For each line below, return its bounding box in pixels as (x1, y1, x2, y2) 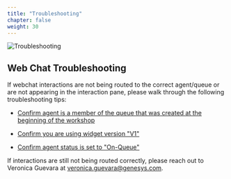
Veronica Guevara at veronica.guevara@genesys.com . (7, 164, 164, 172)
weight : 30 (7, 23, 39, 30)
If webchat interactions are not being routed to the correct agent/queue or (7, 80, 220, 89)
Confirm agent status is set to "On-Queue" (17, 143, 140, 151)
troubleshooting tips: (7, 95, 67, 104)
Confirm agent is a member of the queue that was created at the (17, 109, 202, 117)
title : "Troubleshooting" (7, 10, 82, 17)
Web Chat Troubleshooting (7, 62, 127, 74)
